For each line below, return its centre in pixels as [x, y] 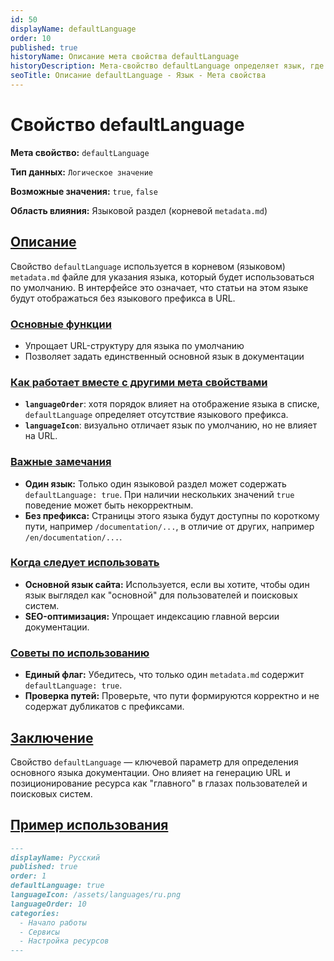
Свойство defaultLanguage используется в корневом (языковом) [148, 266]
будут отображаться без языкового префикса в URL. [123, 298]
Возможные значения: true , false [84, 191]
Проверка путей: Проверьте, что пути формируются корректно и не [172, 696]
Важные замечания [61, 462]
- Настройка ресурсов [64, 941]
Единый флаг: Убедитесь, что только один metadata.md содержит [164, 675]
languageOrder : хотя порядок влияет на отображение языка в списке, [172, 404]
